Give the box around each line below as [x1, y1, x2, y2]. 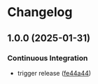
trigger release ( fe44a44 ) [17, 69, 92, 77]
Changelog [7, 4, 73, 20]
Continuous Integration [7, 53, 88, 63]
